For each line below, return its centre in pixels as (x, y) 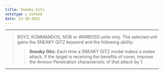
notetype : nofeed (24, 14)
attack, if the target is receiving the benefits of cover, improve (91, 57)
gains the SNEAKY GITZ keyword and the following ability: (75, 42)
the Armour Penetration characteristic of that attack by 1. (86, 62)
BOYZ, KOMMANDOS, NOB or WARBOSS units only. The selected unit (87, 37)
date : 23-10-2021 (23, 18)
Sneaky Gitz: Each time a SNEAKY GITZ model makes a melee (92, 52)
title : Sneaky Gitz (25, 9)
